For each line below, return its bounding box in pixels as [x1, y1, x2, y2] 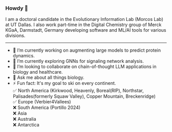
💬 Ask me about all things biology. [12, 74, 84, 81]
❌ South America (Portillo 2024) [12, 104, 81, 111]
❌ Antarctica [12, 122, 39, 128]
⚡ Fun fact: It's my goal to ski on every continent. [12, 80, 116, 86]
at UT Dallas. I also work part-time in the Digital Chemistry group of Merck [5, 21, 162, 28]
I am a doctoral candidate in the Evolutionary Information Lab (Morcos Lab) [5, 16, 164, 23]
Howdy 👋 [5, 5, 28, 12]
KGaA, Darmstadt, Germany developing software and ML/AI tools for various [5, 27, 166, 33]
